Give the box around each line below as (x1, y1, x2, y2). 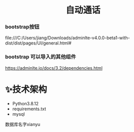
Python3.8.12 (12, 100, 39, 106)
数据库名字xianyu (5, 121, 41, 127)
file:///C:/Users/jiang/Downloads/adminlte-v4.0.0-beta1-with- (5, 35, 130, 41)
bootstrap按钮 (5, 23, 40, 30)
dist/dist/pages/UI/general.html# (5, 40, 72, 46)
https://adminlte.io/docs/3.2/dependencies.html (5, 65, 103, 71)
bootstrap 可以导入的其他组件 (5, 53, 76, 60)
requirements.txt (12, 106, 46, 112)
